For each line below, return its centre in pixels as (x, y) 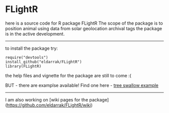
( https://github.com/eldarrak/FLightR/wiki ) (49, 105)
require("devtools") (27, 57)
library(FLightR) (23, 66)
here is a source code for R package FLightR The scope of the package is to (84, 23)
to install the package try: (31, 48)
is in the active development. (35, 34)
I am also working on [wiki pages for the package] (57, 99)
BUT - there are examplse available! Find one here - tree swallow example (82, 85)
